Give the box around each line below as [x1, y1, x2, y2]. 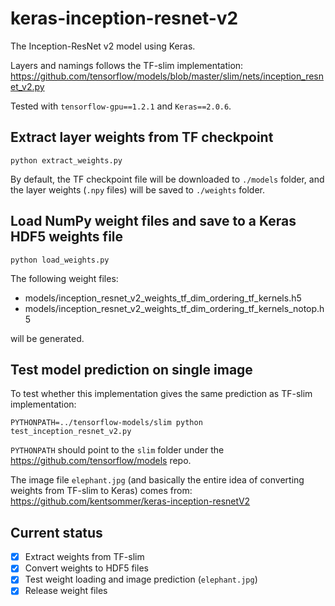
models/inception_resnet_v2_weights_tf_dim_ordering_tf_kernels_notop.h [24, 302, 325, 314]
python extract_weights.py [10, 155, 123, 166]
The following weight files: [10, 272, 119, 284]
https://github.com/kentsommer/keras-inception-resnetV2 [10, 495, 251, 507]
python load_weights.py [10, 255, 110, 265]
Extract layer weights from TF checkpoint [10, 129, 274, 146]
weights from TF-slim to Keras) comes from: [10, 485, 193, 497]
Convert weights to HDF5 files [24, 562, 149, 574]
